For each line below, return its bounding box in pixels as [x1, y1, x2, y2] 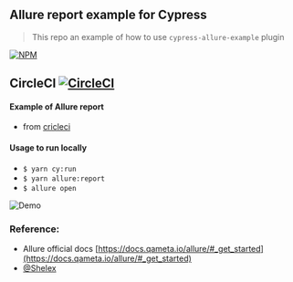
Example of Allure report [9, 100, 105, 112]
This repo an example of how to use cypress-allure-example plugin [31, 31, 285, 42]
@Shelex [22, 262, 57, 273]
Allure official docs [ [22, 243, 99, 254]
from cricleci [22, 121, 71, 132]
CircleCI [9, 76, 57, 91]
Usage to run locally [9, 142, 88, 153]
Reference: [9, 223, 60, 235]
